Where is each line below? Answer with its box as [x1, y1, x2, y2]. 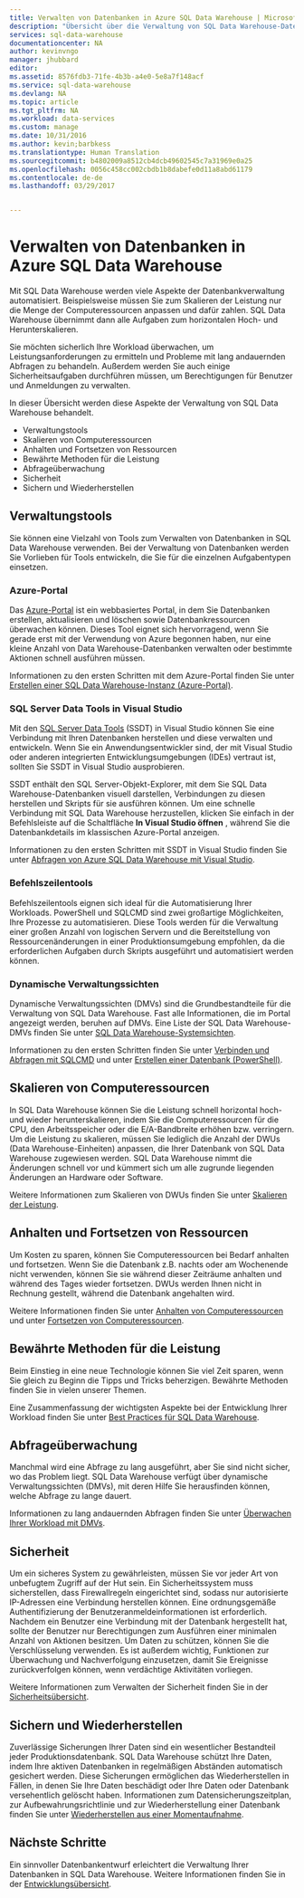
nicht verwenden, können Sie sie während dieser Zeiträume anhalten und [9, 1268, 282, 1279]
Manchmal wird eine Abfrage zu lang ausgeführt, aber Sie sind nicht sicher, [9, 1462, 291, 1473]
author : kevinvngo [9, 47, 79, 56]
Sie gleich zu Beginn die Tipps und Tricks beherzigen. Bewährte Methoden [9, 1375, 289, 1386]
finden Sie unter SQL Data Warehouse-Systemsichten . [33, 1027, 236, 1038]
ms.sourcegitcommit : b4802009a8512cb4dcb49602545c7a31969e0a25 [9, 156, 253, 166]
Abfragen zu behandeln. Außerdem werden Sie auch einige [9, 361, 231, 372]
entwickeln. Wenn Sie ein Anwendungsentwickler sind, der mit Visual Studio [9, 742, 293, 753]
